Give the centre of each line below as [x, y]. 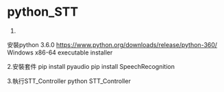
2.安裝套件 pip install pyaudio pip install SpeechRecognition [91, 66]
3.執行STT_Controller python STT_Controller [69, 81]
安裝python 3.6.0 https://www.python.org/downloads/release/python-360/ [112, 44]
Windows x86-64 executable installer [60, 52]
